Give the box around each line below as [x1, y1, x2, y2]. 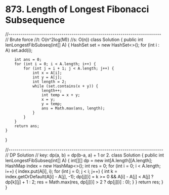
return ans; [14, 123, 39, 129]
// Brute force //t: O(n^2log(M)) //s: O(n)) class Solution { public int [5, 36, 143, 43]
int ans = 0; [14, 57, 42, 62]
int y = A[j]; [32, 74, 62, 80]
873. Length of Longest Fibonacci [5, 4, 149, 15]
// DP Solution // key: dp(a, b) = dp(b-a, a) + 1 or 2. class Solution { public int [5, 152, 164, 158]
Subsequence [5, 14, 65, 26]
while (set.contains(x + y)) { [32, 84, 99, 89]
